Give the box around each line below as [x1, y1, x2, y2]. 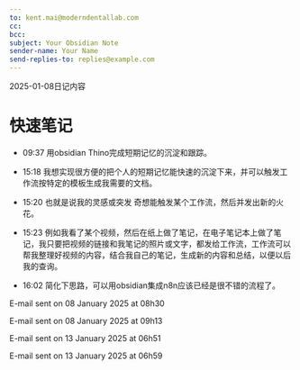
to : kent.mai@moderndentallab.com [9, 13, 140, 23]
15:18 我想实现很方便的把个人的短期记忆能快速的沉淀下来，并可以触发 [22, 166, 281, 176]
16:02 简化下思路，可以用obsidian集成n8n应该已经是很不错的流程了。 [22, 280, 281, 291]
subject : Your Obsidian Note [9, 38, 119, 48]
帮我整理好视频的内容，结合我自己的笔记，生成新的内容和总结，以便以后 [22, 249, 291, 260]
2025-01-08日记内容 [9, 81, 86, 91]
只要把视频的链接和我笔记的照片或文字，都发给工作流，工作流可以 [46, 238, 291, 248]
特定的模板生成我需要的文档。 [46, 177, 158, 188]
